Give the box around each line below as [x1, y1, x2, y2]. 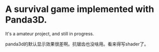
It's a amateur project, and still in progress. [5, 30, 94, 36]
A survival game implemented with [5, 3, 154, 15]
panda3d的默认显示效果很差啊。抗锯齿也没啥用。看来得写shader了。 [5, 41, 149, 47]
